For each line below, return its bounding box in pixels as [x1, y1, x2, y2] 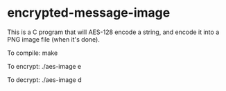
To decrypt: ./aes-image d [7, 75, 82, 84]
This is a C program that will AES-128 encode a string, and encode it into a [7, 28, 220, 36]
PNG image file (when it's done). [7, 35, 101, 43]
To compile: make [7, 49, 58, 57]
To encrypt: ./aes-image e [7, 62, 82, 70]
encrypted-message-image [7, 5, 171, 21]
